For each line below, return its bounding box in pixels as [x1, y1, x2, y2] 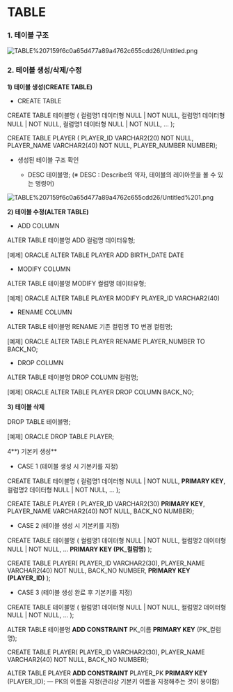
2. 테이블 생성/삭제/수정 [7, 66, 82, 75]
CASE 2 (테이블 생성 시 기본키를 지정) [17, 521, 120, 529]
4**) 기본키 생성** [7, 447, 58, 455]
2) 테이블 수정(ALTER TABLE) [7, 207, 89, 216]
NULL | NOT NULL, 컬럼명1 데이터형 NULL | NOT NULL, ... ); [7, 119, 175, 128]
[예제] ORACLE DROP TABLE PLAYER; [7, 432, 115, 441]
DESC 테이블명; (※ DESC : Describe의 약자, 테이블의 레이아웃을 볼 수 [27, 170, 216, 179]
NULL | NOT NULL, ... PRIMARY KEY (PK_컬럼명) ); [7, 545, 152, 553]
